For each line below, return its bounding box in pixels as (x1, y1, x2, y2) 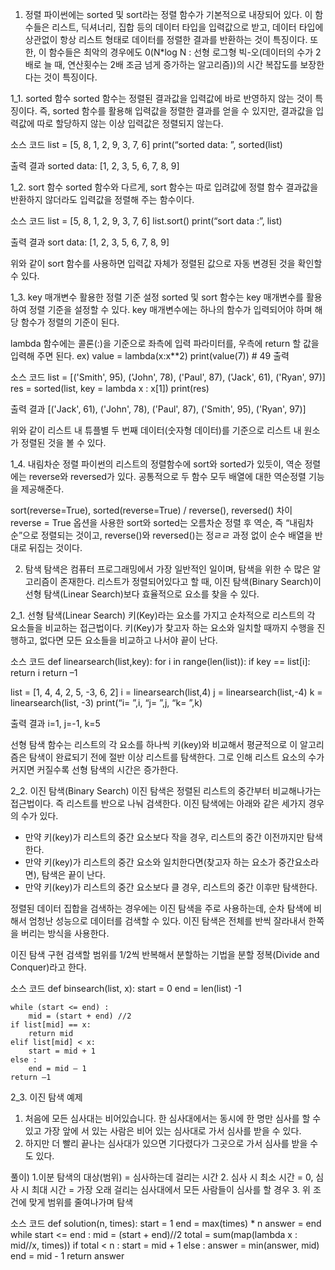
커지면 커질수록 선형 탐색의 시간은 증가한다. (10, 764, 179, 775)
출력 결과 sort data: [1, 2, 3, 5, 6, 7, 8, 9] (10, 236, 170, 248)
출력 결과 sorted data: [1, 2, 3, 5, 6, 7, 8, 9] (10, 160, 180, 172)
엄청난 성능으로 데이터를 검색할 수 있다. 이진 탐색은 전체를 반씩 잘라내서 (28, 915, 307, 927)
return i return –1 (10, 667, 78, 678)
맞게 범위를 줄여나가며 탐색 (28, 1196, 134, 1208)
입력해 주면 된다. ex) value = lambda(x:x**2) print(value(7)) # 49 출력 (10, 350, 290, 362)
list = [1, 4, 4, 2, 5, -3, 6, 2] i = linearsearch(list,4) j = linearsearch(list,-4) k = (10, 686, 323, 698)
